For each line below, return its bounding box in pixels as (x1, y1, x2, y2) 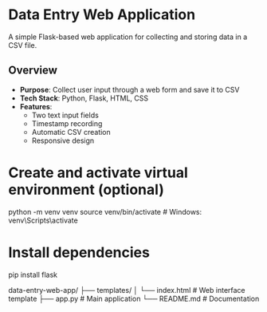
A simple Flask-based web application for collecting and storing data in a (8, 32, 248, 41)
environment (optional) (8, 180, 165, 199)
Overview (8, 64, 58, 77)
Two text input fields (31, 110, 100, 120)
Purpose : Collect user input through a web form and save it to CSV (19, 85, 240, 94)
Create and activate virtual (8, 164, 189, 181)
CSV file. (8, 40, 37, 49)
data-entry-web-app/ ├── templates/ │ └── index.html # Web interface (8, 285, 245, 294)
